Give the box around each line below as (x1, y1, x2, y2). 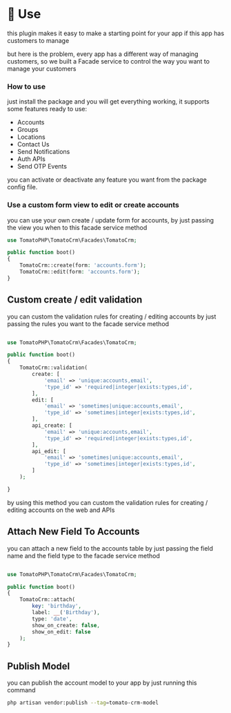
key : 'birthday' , (32, 602, 81, 610)
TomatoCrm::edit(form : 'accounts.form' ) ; (19, 269, 140, 276)
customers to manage (7, 36, 70, 44)
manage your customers (7, 64, 77, 73)
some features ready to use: (7, 105, 88, 113)
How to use (7, 82, 46, 91)
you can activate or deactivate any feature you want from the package (7, 175, 207, 184)
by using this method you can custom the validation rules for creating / (7, 498, 208, 506)
